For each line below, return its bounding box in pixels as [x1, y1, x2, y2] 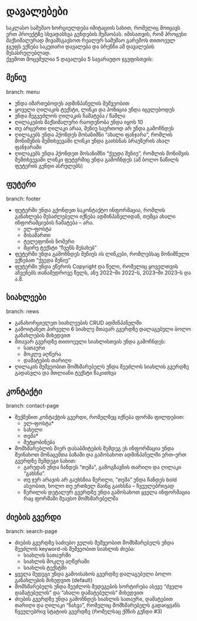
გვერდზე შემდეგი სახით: [14, 457, 76, 464]
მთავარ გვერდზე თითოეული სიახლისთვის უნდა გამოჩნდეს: [14, 338, 166, 345]
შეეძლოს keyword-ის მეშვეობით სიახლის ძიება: [14, 546, 135, 552]
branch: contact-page [6, 402, 59, 409]
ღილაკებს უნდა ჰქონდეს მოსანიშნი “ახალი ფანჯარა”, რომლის [14, 131, 173, 138]
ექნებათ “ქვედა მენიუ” [14, 256, 71, 263]
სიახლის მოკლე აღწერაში [23, 558, 90, 564]
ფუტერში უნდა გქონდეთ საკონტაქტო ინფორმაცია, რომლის [14, 206, 166, 213]
